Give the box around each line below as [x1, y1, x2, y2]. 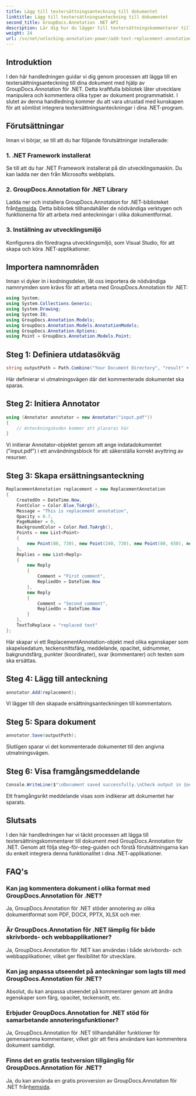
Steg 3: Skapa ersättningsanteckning [6, 471, 145, 481]
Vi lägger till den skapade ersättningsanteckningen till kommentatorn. [6, 700, 173, 707]
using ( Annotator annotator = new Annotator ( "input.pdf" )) [6, 414, 153, 420]
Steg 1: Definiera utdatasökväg [6, 350, 121, 359]
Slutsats [6, 816, 37, 826]
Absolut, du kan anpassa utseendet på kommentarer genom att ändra [6, 988, 173, 995]
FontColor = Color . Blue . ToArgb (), [16, 502, 100, 508]
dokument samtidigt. [6, 1042, 55, 1049]
